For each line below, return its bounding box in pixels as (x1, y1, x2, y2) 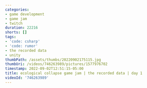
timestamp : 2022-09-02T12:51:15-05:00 (5, 66, 84, 71)
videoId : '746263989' (5, 75, 49, 80)
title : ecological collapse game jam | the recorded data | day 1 (5, 71, 143, 76)
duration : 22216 (5, 25, 38, 30)
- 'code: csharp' (5, 39, 40, 44)
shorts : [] (5, 30, 27, 35)
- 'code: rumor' (5, 44, 38, 48)
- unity (5, 52, 21, 58)
